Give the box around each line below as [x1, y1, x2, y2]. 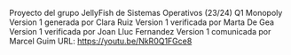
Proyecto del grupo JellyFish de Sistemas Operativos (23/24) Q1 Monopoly [9, 8, 283, 18]
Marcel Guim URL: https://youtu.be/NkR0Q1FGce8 [9, 35, 193, 46]
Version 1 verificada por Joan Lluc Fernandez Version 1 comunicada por [9, 27, 271, 36]
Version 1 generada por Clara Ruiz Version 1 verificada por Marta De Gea [9, 17, 275, 27]
